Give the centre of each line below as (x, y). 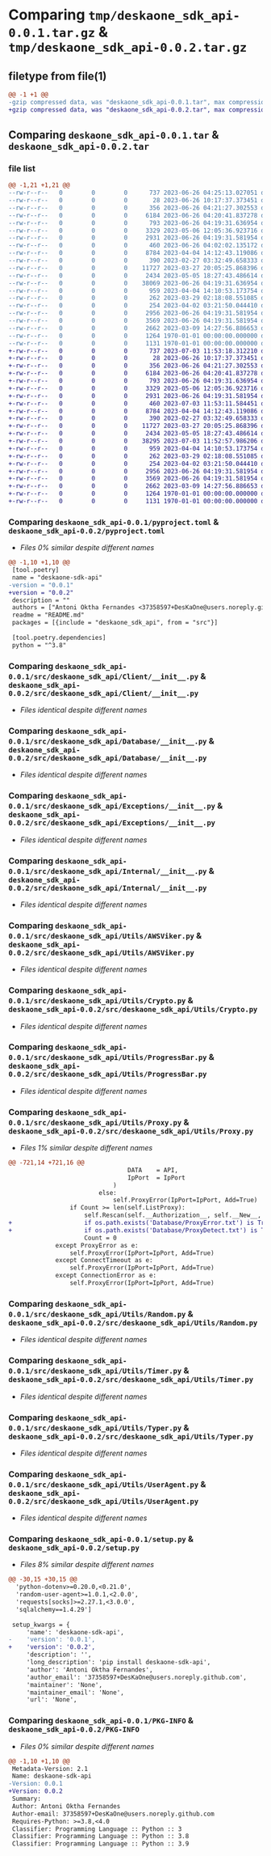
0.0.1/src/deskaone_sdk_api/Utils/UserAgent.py (104, 1485)
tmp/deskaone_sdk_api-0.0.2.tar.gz (128, 48)
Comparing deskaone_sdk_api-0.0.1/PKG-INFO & (101, 1721)
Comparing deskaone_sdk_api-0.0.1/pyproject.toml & (114, 522)
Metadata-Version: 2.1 (50, 1769)
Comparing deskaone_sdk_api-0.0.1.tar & (114, 135)
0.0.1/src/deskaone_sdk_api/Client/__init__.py (104, 676)
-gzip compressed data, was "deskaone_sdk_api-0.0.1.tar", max (117, 102)
